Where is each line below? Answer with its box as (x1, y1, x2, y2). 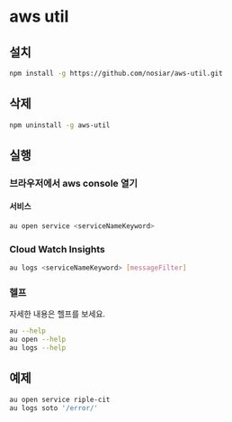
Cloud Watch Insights (9, 243, 105, 255)
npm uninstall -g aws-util (9, 120, 111, 130)
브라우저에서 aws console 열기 (9, 177, 138, 189)
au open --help (9, 335, 67, 344)
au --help (9, 326, 47, 335)
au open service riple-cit (9, 395, 111, 404)
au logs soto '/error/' (9, 403, 99, 412)
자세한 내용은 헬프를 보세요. (9, 308, 106, 319)
